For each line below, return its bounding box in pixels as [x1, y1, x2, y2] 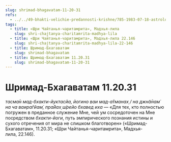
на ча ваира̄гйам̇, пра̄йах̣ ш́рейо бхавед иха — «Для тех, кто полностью [5, 104, 164, 110]
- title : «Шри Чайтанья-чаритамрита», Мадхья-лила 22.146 [10, 36, 136, 41]
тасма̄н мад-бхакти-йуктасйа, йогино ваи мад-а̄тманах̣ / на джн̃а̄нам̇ [5, 99, 160, 105]
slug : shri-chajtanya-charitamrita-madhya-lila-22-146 [14, 41, 133, 46]
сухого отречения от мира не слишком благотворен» [5, 121, 122, 127]
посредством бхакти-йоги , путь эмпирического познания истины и [5, 115, 153, 121]
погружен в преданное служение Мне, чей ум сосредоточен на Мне [5, 109, 155, 115]
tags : [5, 21, 17, 27]
